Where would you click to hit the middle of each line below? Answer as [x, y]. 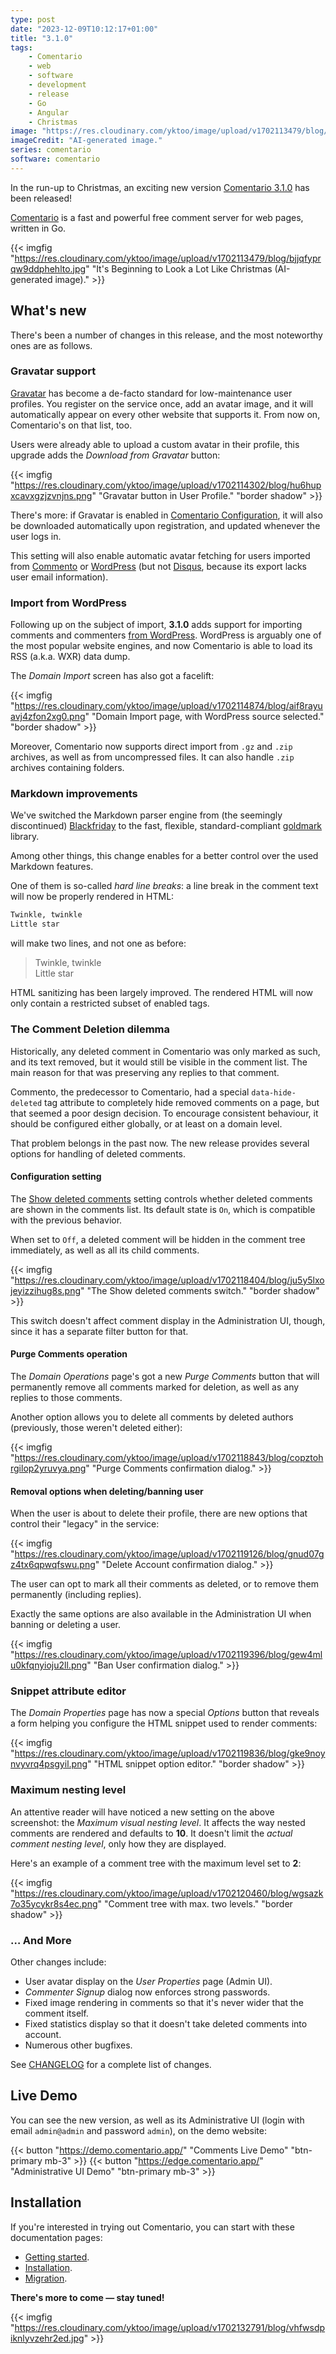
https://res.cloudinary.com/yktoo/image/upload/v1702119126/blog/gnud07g [169, 1554]
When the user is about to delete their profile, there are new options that [159, 1513]
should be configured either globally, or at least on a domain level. [146, 1123]
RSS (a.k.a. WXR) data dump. [70, 657]
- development [57, 85]
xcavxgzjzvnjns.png [51, 495]
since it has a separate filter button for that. [99, 1331]
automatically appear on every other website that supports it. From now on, [165, 414]
